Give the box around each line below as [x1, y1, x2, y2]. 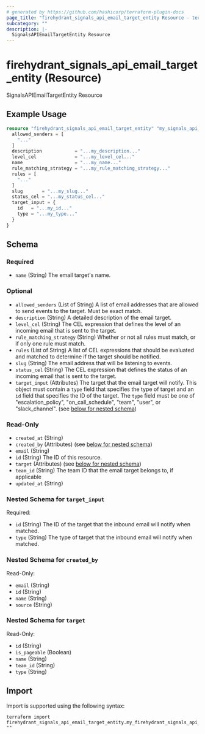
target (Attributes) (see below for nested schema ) [15, 460, 142, 467]
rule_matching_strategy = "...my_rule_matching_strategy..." [12, 165, 171, 172]
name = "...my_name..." [12, 160, 121, 166]
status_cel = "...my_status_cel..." [12, 194, 105, 200]
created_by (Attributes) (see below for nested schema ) [15, 441, 153, 448]
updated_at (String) [15, 479, 63, 487]
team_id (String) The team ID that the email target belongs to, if [15, 466, 174, 474]
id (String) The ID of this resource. [15, 453, 103, 461]
